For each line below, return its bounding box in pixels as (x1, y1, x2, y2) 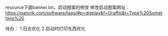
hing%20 (5, 15, 24, 21)
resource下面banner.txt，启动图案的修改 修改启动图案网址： (5, 4, 130, 10)
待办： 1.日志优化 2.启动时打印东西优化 (5, 25, 86, 31)
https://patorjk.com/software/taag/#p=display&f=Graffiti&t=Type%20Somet (5, 10, 163, 16)
